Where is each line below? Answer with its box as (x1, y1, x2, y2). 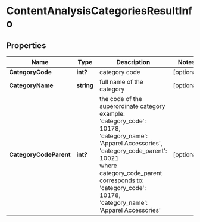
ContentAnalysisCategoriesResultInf (6, 4, 193, 18)
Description (116, 58, 151, 66)
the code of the (99, 95, 142, 103)
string (76, 81, 94, 90)
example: (99, 110, 125, 118)
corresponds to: (99, 176, 144, 185)
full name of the (99, 78, 144, 85)
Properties (6, 40, 46, 50)
